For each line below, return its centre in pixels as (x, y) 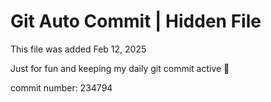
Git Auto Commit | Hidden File (136, 21)
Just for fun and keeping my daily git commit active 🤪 (120, 68)
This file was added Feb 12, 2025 (78, 49)
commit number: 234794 (61, 87)
